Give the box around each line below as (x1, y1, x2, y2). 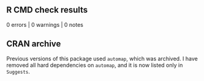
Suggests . (6, 68, 31, 75)
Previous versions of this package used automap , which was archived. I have (6, 55, 198, 62)
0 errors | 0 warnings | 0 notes (6, 21, 84, 28)
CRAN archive (6, 39, 61, 49)
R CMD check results (6, 5, 88, 15)
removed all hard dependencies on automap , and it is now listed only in (6, 61, 183, 69)
